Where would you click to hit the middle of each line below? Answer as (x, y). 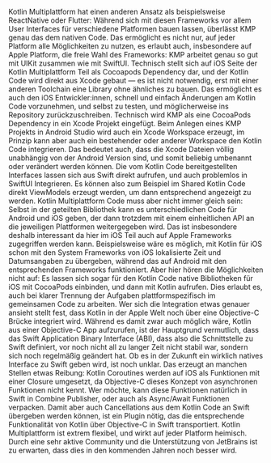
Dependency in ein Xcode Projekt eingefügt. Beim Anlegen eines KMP (125, 123)
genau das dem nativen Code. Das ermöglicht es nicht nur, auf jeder (122, 37)
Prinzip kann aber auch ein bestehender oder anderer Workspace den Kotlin (135, 140)
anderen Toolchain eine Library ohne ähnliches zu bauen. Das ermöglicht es (135, 89)
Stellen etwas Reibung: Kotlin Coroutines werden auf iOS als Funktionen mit (134, 373)
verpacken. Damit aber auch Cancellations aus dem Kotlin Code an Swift (129, 407)
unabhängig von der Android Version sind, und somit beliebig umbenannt (130, 158)
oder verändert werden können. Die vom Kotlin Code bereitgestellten (123, 166)
